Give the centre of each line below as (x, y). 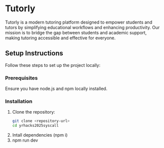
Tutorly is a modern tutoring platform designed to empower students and (79, 22)
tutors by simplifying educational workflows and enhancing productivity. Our (82, 27)
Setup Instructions (34, 53)
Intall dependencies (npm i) (40, 135)
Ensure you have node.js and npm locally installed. (56, 89)
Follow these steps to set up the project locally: (53, 65)
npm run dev (25, 140)
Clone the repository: (34, 112)
